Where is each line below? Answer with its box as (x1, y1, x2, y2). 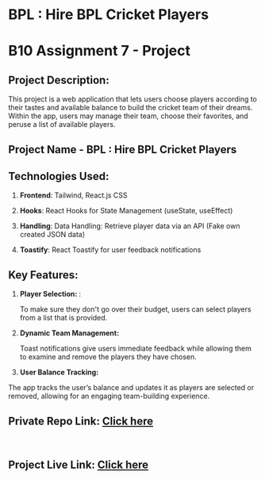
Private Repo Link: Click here (8, 414, 153, 427)
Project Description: (8, 73, 109, 86)
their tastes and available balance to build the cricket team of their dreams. (8, 103, 253, 113)
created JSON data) (19, 230, 86, 239)
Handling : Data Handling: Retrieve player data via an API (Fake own (19, 221, 240, 231)
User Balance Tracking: (19, 367, 99, 377)
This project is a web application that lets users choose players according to (8, 94, 258, 104)
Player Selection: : (19, 289, 82, 299)
